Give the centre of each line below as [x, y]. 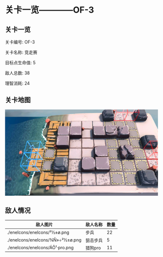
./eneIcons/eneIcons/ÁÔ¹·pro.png [40, 248]
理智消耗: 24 [17, 83]
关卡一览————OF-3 [50, 10]
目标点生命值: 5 [20, 63]
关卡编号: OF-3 [20, 42]
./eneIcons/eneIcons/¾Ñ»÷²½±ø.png [44, 240]
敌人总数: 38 [17, 73]
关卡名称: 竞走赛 [21, 52]
